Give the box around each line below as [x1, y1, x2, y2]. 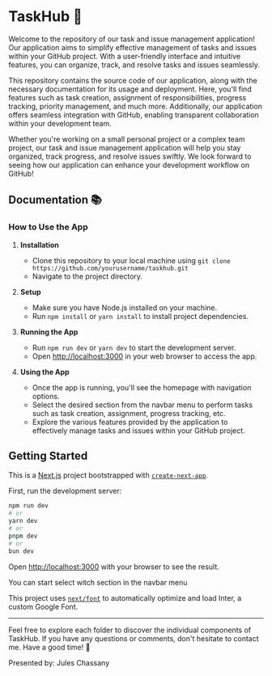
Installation [19, 240, 59, 249]
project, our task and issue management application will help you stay [8, 142, 241, 152]
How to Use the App [8, 222, 88, 233]
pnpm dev [8, 532, 38, 540]
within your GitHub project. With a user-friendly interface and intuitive [8, 51, 241, 61]
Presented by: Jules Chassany [8, 657, 110, 667]
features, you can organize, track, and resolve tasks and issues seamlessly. [8, 60, 261, 70]
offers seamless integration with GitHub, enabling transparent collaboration [8, 109, 259, 120]
